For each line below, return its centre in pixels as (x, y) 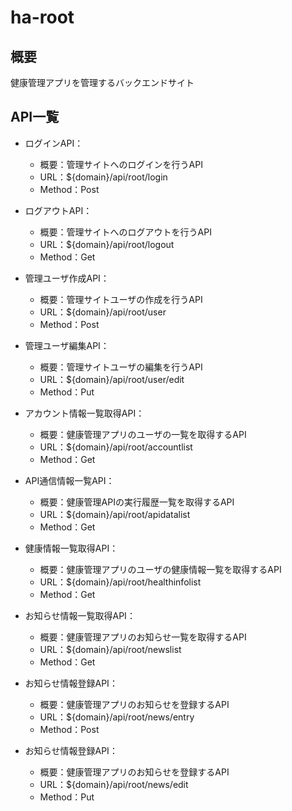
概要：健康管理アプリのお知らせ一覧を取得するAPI (143, 637)
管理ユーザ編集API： (67, 345)
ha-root (42, 17)
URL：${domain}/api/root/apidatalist (115, 514)
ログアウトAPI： (58, 210)
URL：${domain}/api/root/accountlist (116, 447)
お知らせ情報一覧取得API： (80, 615)
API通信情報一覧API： (69, 480)
